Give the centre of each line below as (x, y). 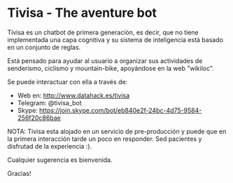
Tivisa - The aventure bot (82, 13)
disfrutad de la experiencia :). (50, 146)
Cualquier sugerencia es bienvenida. (60, 160)
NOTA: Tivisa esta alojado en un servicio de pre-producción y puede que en (117, 131)
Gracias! (19, 173)
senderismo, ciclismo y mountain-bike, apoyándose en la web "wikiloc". (111, 68)
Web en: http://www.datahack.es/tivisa (73, 95)
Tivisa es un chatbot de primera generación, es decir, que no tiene (103, 32)
